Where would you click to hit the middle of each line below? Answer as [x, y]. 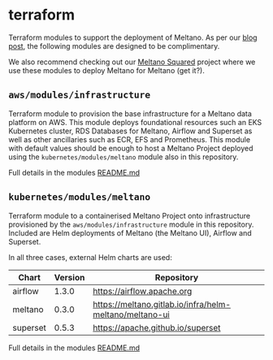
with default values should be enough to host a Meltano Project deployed [131, 148]
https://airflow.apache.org [143, 291]
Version [69, 277]
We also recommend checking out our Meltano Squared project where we [132, 62]
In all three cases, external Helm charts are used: [90, 257]
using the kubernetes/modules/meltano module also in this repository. [123, 157]
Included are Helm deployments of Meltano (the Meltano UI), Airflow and [130, 232]
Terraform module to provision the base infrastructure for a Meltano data [130, 113]
